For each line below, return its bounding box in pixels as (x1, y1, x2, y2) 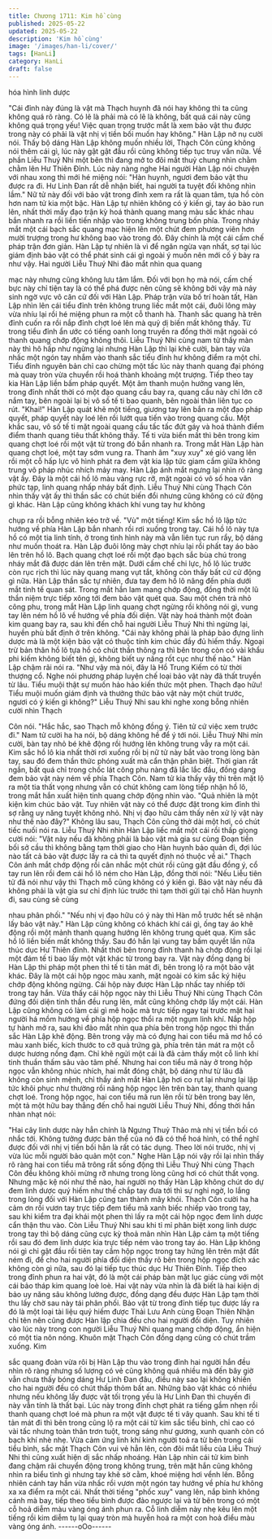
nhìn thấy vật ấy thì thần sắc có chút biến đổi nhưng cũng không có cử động (8, 490, 264, 501)
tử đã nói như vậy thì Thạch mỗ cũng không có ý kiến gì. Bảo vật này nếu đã (8, 877, 263, 887)
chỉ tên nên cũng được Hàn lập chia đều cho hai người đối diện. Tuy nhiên (8, 1315, 254, 1325)
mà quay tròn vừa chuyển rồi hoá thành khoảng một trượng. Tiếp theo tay (8, 370, 254, 379)
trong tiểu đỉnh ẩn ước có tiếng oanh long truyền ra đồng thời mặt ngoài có (8, 327, 258, 336)
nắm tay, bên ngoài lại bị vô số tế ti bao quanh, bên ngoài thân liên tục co (8, 396, 253, 406)
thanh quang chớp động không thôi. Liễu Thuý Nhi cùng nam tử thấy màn (8, 335, 253, 344)
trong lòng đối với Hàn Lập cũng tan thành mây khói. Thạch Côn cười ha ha (8, 1194, 259, 1204)
